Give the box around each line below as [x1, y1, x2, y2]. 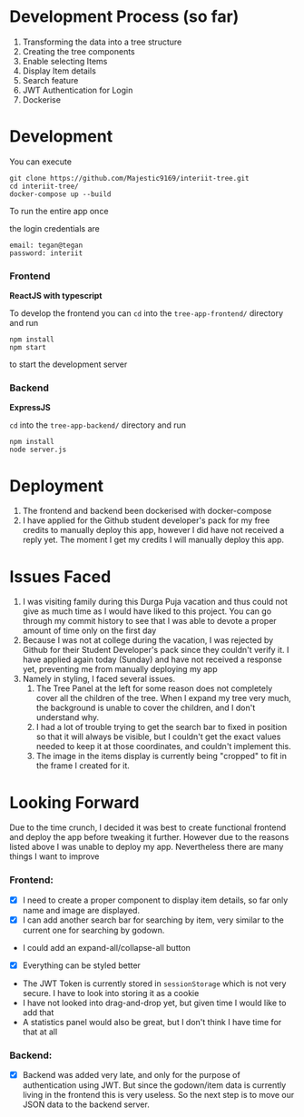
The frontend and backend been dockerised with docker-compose [22, 506, 272, 517]
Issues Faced [9, 566, 112, 587]
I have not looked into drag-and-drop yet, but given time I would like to [22, 997, 287, 1008]
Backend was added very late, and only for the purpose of [22, 1070, 240, 1081]
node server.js [9, 445, 67, 455]
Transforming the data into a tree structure [22, 36, 182, 47]
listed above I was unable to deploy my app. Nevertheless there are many [9, 842, 284, 853]
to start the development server [9, 359, 128, 370]
